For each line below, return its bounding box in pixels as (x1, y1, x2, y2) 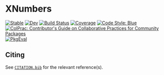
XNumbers (5, 3, 52, 15)
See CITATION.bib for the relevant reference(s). (5, 64, 103, 70)
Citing (5, 51, 25, 59)
